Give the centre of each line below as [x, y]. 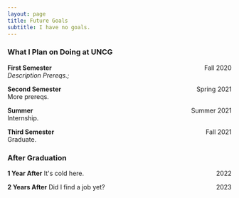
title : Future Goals [38, 21]
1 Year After [25, 173]
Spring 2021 [214, 89]
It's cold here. [64, 173]
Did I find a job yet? [77, 187]
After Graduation [37, 157]
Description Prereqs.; [38, 75]
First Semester [30, 68]
